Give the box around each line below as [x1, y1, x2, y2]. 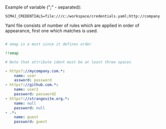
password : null [14, 105, 45, 111]
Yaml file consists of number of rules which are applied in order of [5, 22, 140, 28]
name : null [14, 101, 37, 106]
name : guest [14, 115, 39, 120]
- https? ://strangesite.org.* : [5, 96, 70, 101]
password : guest [14, 119, 48, 125]
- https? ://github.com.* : [5, 82, 58, 87]
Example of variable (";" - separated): [5, 4, 82, 10]
